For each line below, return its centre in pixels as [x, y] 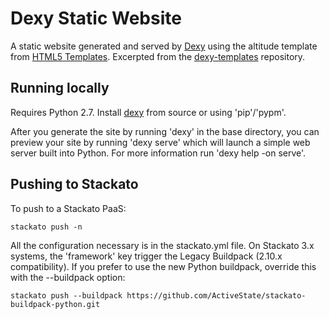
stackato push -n [46, 227]
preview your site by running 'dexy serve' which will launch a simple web [160, 142]
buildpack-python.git [55, 304]
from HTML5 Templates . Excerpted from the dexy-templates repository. [158, 56]
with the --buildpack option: [68, 277]
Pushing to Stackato [74, 184]
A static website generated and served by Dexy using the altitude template [164, 46]
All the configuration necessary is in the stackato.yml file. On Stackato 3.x [162, 245]
